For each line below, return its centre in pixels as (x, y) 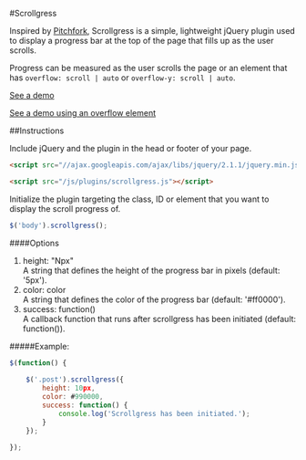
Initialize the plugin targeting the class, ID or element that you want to (139, 199)
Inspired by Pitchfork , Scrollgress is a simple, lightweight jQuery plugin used (153, 31)
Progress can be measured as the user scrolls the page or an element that (148, 68)
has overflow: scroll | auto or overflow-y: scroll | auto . (122, 78)
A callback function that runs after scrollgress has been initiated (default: (159, 319)
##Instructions (37, 131)
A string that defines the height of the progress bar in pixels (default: (151, 270)
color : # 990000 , (73, 397)
